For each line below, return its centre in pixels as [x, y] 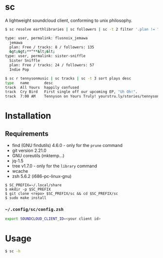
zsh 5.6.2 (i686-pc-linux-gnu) [42, 177]
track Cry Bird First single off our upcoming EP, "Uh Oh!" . [71, 92]
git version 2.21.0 [29, 151]
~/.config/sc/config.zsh [34, 210]
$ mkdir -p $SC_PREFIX [28, 190]
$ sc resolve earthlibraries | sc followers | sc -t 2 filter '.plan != [80, 29]
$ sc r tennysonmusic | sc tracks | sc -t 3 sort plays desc [68, 78]
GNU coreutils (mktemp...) [38, 156]
